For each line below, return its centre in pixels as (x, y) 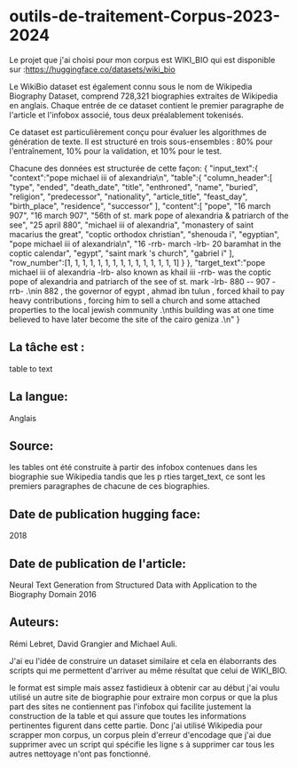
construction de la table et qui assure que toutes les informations (128, 716)
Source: (31, 446)
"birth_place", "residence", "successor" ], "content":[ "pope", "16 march (140, 205)
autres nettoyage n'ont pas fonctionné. (80, 754)
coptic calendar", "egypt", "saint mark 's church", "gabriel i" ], (122, 253)
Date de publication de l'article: (98, 563)
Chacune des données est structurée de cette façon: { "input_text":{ (134, 168)
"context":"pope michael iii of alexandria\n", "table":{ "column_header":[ (141, 177)
